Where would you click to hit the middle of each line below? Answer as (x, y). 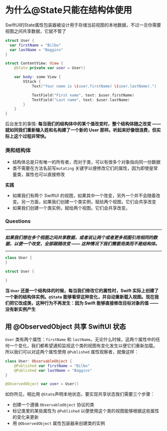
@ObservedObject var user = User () (42, 384)
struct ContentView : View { (34, 63)
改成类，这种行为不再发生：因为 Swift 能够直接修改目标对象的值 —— (88, 303)
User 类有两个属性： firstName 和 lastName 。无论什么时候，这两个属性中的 (81, 339)
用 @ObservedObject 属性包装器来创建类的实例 (59, 424)
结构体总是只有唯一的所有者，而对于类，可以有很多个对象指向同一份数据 (86, 162)
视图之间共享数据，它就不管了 (36, 31)
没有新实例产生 (20, 309)
